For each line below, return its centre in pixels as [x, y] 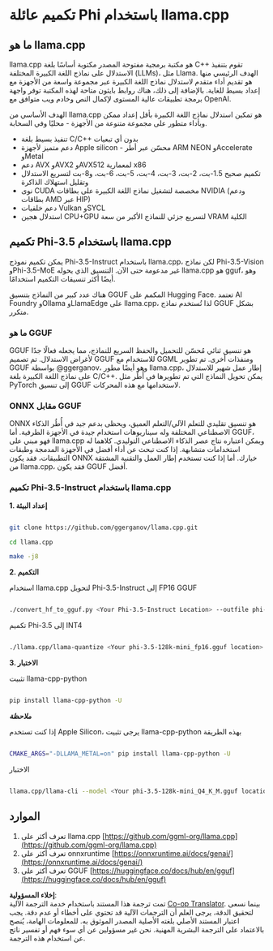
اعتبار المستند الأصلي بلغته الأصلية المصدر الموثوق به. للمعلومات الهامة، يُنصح [124, 921]
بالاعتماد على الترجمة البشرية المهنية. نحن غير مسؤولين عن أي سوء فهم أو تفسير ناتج [137, 929]
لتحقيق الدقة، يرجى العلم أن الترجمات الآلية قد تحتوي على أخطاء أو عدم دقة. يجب [132, 912]
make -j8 [24, 557]
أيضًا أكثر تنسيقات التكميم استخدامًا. [62, 278]
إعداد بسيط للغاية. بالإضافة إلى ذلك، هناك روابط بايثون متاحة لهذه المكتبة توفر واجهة [135, 90]
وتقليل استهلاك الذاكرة [55, 182]
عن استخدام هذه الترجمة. [47, 938]
